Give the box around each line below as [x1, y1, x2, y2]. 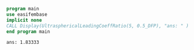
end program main [6, 28, 50, 35]
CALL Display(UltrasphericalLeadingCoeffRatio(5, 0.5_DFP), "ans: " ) [6, 23, 189, 29]
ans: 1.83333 [6, 40, 40, 46]
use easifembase [6, 11, 47, 18]
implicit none [6, 17, 43, 23]
